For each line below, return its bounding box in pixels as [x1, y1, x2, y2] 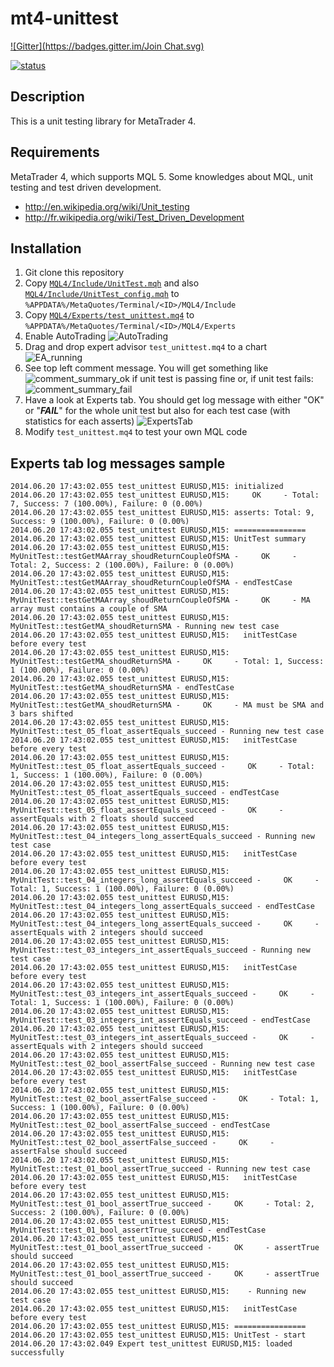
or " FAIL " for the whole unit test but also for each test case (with [24, 405, 291, 417]
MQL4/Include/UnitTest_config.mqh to [24, 288, 180, 300]
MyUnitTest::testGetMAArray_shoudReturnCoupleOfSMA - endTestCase [10, 578, 293, 588]
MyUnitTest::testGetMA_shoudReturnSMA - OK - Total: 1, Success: [10, 657, 325, 667]
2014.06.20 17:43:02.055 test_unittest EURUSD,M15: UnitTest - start [10, 1330, 307, 1341]
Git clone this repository [24, 267, 125, 279]
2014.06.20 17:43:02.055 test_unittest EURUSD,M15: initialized [10, 482, 284, 492]
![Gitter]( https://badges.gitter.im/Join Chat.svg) [10, 40, 205, 52]
